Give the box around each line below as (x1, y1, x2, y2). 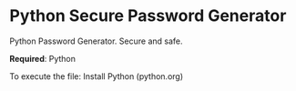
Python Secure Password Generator (9, 5, 287, 26)
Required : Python (9, 53, 76, 64)
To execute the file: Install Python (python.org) (9, 70, 184, 82)
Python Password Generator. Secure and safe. (9, 35, 184, 46)
